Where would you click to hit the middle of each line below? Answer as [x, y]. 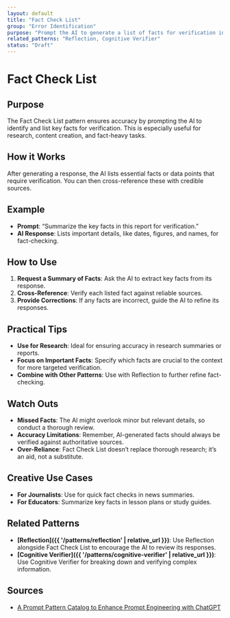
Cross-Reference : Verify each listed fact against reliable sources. [110, 293]
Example [26, 210]
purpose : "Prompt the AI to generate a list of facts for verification [111, 33]
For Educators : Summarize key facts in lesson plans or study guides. [114, 502]
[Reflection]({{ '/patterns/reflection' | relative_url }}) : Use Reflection [115, 540]
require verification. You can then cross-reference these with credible [105, 181]
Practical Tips [37, 329]
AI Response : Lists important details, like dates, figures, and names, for [118, 233]
